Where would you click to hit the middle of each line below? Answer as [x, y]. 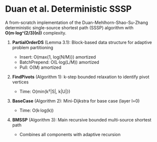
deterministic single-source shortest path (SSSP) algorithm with [69, 27]
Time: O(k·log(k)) [36, 110]
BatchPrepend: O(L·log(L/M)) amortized [59, 62]
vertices [20, 82]
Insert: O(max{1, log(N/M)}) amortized [58, 57]
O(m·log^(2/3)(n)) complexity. [36, 33]
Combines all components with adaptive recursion [70, 134]
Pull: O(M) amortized [40, 67]
